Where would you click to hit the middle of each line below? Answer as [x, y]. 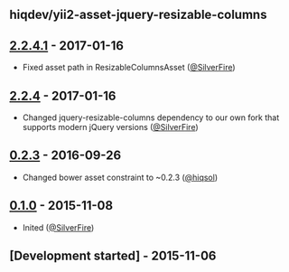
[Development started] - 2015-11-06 [113, 256]
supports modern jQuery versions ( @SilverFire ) [110, 127]
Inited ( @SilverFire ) [58, 227]
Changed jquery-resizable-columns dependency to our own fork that [151, 117]
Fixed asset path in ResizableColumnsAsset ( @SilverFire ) [129, 68]
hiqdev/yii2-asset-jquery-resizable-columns [138, 15]
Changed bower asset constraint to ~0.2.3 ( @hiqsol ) [120, 177]
